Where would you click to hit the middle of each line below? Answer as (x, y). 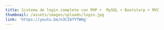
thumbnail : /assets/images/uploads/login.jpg (55, 15)
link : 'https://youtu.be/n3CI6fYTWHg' (47, 19)
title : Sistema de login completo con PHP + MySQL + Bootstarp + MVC (82, 10)
